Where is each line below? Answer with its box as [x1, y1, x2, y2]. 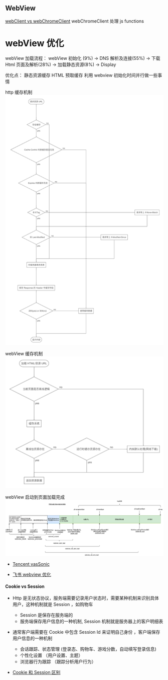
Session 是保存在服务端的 [20, 612, 73, 618]
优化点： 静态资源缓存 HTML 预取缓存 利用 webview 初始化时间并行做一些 [5, 72, 158, 78]
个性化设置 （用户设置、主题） [20, 652, 83, 658]
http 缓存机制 [5, 89, 33, 95]
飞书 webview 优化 [12, 571, 51, 578]
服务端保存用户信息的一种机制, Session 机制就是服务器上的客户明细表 [20, 619, 163, 625]
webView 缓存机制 [5, 350, 43, 356]
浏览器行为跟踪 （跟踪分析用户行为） [20, 659, 96, 665]
